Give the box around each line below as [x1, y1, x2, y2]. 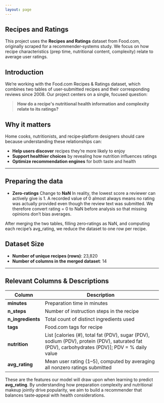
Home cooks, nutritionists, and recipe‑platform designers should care [5, 133, 145, 140]
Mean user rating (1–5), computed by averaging [44, 358, 155, 365]
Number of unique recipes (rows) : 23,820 [12, 253, 98, 259]
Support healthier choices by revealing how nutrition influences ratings [12, 153, 157, 159]
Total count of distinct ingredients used [44, 315, 135, 322]
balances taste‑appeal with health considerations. [5, 392, 105, 398]
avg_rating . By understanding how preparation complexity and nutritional [5, 381, 153, 387]
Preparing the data [5, 177, 63, 186]
